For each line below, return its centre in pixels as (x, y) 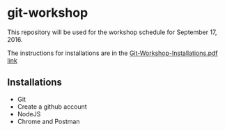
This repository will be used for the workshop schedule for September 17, (112, 32)
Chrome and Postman (48, 121)
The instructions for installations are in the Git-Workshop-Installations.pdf (113, 53)
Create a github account (52, 107)
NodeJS (29, 114)
